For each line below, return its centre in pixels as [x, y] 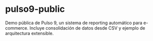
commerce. [17, 28]
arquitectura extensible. [29, 33]
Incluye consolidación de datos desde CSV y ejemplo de [87, 28]
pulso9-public [35, 9]
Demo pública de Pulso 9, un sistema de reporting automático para [74, 23]
